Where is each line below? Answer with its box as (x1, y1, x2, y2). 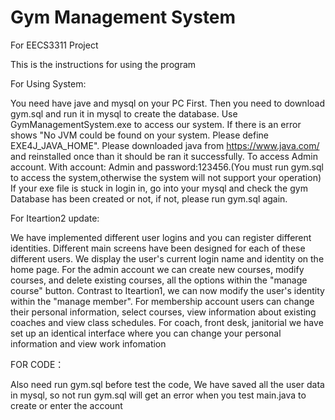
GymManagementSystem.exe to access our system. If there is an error (10, 118, 302, 130)
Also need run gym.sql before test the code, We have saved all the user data (10, 378, 325, 390)
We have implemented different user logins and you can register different (10, 231, 312, 243)
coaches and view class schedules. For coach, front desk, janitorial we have (10, 316, 324, 328)
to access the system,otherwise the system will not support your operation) (10, 171, 322, 183)
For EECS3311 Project (10, 39, 99, 51)
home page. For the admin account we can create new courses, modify (10, 263, 305, 275)
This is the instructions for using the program (10, 58, 197, 70)
